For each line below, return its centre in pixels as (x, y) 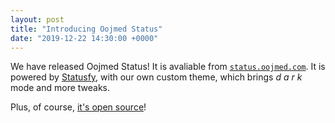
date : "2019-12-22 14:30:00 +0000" (84, 38)
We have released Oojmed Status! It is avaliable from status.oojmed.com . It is (168, 67)
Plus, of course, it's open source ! (78, 107)
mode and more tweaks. (60, 88)
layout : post (37, 19)
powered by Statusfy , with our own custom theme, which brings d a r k (156, 77)
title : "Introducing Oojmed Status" (86, 29)
